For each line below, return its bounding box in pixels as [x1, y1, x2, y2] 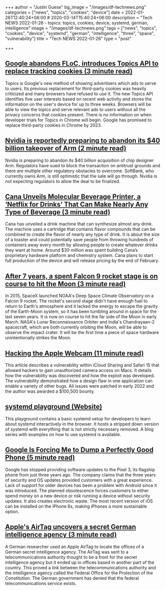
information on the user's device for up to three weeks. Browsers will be [5, 101, 151, 107]
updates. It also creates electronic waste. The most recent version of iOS [5, 498, 153, 504]
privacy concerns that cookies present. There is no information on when [5, 111, 152, 117]
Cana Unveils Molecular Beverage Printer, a [5, 192, 141, 201]
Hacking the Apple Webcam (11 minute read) [5, 349, 144, 357]
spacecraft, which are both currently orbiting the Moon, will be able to [5, 324, 147, 330]
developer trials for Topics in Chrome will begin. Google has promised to [5, 117, 152, 123]
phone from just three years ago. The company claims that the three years [5, 472, 156, 478]
